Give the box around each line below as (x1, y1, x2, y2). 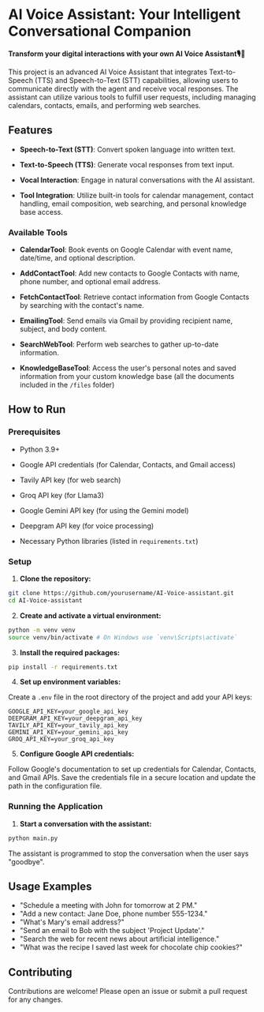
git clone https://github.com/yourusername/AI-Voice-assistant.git (8, 590, 235, 598)
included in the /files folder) (19, 380, 115, 390)
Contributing (8, 965, 73, 979)
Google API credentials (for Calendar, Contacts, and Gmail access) (19, 459, 236, 469)
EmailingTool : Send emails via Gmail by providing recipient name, (19, 316, 233, 325)
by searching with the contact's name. (19, 301, 144, 310)
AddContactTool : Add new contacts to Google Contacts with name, (19, 268, 240, 278)
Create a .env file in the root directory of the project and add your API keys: (8, 692, 253, 702)
